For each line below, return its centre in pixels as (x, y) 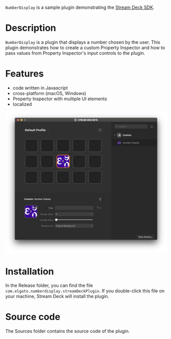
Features (25, 74)
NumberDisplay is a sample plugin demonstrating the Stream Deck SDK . (80, 7)
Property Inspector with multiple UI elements (60, 99)
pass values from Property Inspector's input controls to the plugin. (75, 53)
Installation (30, 271)
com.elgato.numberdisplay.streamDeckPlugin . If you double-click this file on (85, 291)
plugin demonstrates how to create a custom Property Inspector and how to (85, 48)
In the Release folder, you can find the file (49, 285)
